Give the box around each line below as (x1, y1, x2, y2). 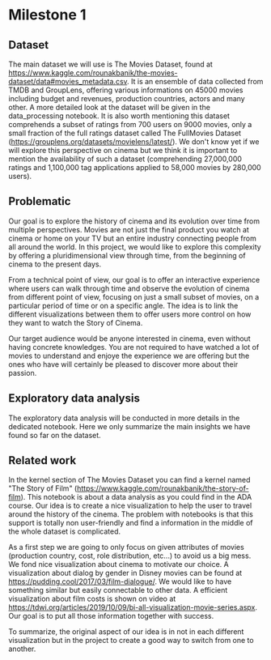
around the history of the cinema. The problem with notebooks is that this (8, 509, 253, 519)
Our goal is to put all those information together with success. (8, 611, 214, 621)
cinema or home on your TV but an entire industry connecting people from (8, 233, 256, 243)
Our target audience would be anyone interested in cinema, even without (8, 334, 251, 343)
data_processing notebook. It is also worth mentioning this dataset (8, 111, 231, 121)
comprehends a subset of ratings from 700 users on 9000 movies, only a (8, 120, 252, 129)
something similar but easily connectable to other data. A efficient (8, 585, 228, 595)
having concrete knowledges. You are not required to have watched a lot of (8, 342, 260, 351)
